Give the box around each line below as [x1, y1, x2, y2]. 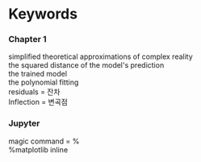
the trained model [8, 69, 67, 79]
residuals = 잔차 [8, 87, 61, 97]
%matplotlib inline [8, 144, 69, 154]
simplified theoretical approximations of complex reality [8, 52, 194, 61]
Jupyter [8, 118, 40, 129]
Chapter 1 [8, 34, 47, 45]
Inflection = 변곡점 [8, 98, 69, 107]
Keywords [8, 5, 78, 23]
